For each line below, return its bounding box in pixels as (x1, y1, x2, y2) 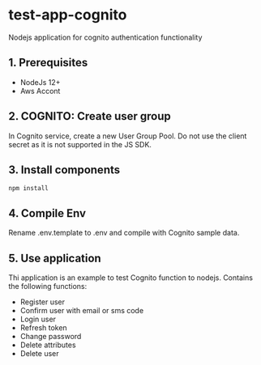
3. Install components (8, 163, 120, 176)
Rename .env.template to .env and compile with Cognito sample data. (8, 228, 240, 238)
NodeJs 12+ (19, 77, 61, 87)
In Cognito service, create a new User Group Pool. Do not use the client (8, 131, 247, 141)
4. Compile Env (8, 206, 87, 220)
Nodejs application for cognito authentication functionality (8, 32, 203, 42)
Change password (19, 332, 82, 341)
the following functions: (8, 282, 88, 291)
